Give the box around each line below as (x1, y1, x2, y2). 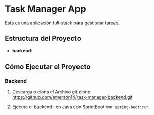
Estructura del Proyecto (5, 34, 82, 43)
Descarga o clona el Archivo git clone (12, 89, 91, 95)
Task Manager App (5, 3, 87, 15)
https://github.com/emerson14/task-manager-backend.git (12, 94, 133, 100)
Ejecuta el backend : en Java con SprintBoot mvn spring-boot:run (12, 104, 149, 110)
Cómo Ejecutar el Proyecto (5, 63, 91, 71)
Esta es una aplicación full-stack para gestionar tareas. (5, 20, 120, 26)
